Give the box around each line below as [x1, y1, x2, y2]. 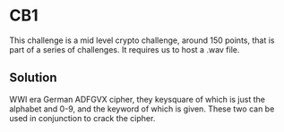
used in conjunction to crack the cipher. [9, 112, 156, 123]
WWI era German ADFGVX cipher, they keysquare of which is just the [9, 94, 266, 104]
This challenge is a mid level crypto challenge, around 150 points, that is [9, 35, 275, 45]
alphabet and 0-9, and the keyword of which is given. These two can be [9, 103, 275, 114]
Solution [9, 70, 57, 86]
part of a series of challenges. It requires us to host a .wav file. [9, 44, 240, 54]
